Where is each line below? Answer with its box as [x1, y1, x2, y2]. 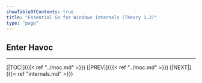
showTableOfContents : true [6, 8, 74, 15]
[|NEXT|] [170, 64, 191, 71]
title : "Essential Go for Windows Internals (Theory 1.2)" [6, 14, 158, 20]
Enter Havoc [6, 42, 54, 52]
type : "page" [6, 20, 39, 26]
